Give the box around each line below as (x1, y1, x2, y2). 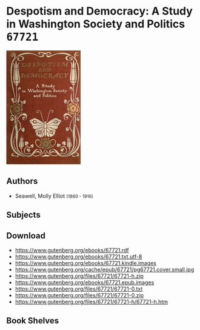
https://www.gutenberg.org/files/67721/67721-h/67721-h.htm (15, 298, 168, 305)
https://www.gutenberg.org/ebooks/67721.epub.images (15, 278, 155, 286)
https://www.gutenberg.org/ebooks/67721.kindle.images (15, 259, 156, 266)
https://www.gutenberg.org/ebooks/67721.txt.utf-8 (15, 253, 142, 260)
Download (6, 231, 45, 241)
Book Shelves (6, 315, 59, 326)
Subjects (6, 210, 41, 220)
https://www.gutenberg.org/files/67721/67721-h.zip (15, 272, 144, 280)
